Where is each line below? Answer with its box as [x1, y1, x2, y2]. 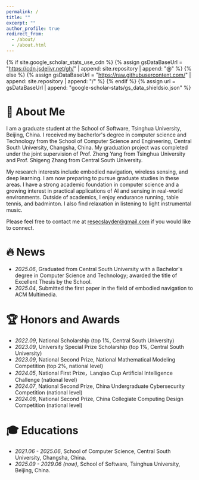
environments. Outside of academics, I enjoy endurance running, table [6, 193, 179, 200]
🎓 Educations [6, 423, 79, 437]
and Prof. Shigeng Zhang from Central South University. [6, 156, 143, 163]
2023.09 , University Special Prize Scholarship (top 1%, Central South [14, 343, 185, 350]
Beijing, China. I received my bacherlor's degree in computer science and [6, 131, 186, 138]
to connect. [6, 224, 35, 231]
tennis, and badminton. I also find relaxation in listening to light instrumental [6, 200, 192, 207]
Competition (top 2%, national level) [14, 362, 104, 369]
